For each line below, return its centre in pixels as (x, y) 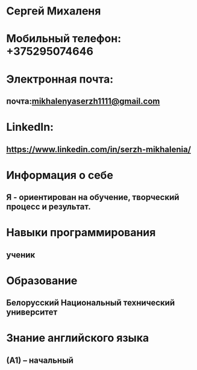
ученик (21, 255)
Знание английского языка (78, 338)
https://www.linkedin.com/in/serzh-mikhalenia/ (99, 149)
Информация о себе (60, 175)
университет (32, 312)
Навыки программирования (81, 233)
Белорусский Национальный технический (91, 303)
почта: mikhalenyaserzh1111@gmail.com (83, 101)
